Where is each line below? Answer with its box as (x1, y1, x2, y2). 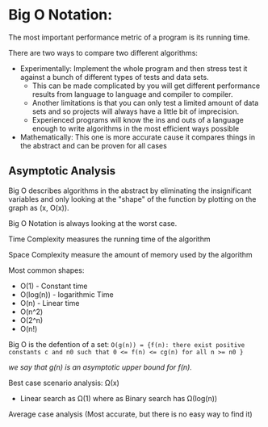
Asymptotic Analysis (8, 164, 116, 178)
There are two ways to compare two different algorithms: (8, 48, 198, 57)
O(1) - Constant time (19, 281, 88, 291)
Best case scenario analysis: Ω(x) (8, 378, 119, 387)
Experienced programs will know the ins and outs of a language (31, 115, 245, 124)
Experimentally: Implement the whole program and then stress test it (19, 63, 248, 73)
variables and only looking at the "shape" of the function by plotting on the (8, 194, 257, 203)
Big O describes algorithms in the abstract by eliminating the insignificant (8, 186, 252, 195)
